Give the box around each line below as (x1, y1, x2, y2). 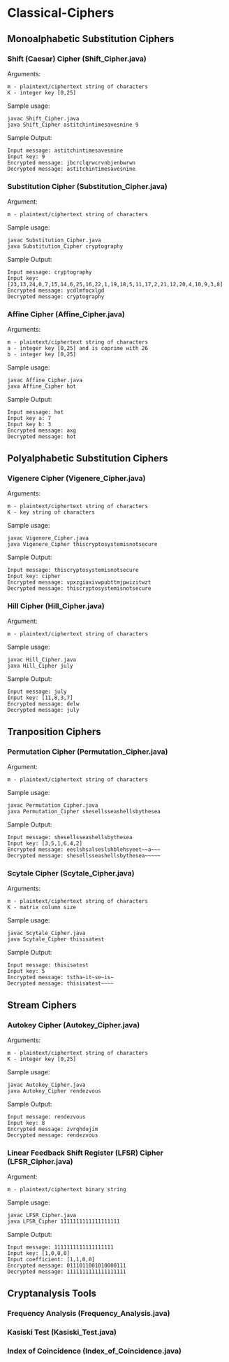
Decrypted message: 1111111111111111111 (7, 1268, 127, 1275)
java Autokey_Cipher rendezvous (7, 1088, 101, 1095)
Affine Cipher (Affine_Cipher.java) (7, 309, 126, 319)
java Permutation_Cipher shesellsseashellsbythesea (7, 808, 161, 815)
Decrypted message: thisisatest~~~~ (7, 980, 114, 988)
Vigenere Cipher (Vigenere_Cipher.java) (7, 473, 146, 483)
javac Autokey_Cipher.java (7, 1081, 86, 1089)
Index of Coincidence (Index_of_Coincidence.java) (7, 1346, 182, 1356)
